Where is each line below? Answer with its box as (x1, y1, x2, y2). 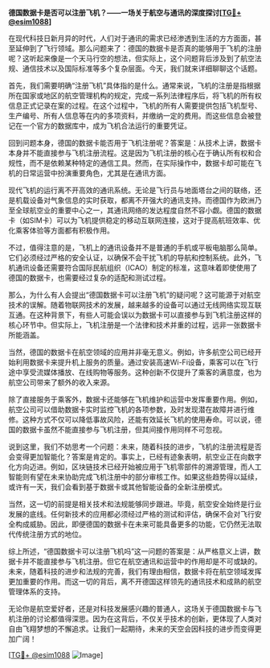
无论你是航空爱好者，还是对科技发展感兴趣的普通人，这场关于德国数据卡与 (8, 604, 255, 613)
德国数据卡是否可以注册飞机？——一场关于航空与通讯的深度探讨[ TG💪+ (8, 8, 242, 17)
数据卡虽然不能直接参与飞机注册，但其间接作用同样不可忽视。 (22, 425, 227, 434)
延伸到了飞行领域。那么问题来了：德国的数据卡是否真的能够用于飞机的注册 (14, 43, 262, 53)
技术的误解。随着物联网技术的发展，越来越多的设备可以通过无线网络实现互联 (8, 300, 262, 309)
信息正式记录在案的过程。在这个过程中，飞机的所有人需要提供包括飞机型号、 (8, 101, 262, 110)
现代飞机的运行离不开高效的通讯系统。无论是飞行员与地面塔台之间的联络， (8, 185, 255, 195)
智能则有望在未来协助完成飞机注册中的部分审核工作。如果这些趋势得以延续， (8, 472, 262, 481)
